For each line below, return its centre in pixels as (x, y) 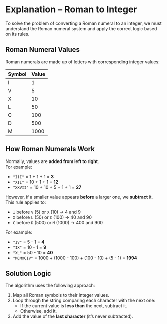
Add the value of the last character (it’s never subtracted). (73, 316)
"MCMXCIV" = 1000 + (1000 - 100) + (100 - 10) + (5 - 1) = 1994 (75, 258)
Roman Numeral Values (43, 49)
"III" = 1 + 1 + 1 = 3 (33, 176)
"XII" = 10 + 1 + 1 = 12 (35, 182)
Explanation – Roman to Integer (71, 9)
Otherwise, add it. (38, 311)
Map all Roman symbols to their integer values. (61, 295)
